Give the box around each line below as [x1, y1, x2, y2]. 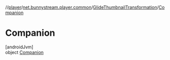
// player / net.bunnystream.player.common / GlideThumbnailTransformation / [5, 5, 159, 10]
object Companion [5, 49, 44, 55]
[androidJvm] [5, 44, 34, 50]
